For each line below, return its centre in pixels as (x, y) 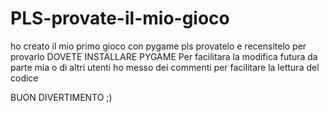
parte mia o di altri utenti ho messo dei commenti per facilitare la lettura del (165, 67)
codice (24, 78)
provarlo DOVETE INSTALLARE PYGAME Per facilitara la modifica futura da (164, 56)
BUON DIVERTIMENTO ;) (61, 97)
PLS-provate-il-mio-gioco (120, 18)
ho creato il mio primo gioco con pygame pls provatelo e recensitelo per (158, 46)
